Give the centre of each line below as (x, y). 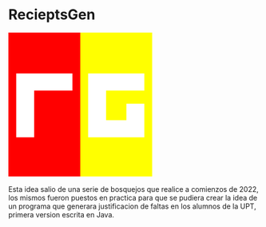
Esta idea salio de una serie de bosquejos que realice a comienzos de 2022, (134, 189)
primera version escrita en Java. (61, 214)
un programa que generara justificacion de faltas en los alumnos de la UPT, (133, 206)
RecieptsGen (52, 15)
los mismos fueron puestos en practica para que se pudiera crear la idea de (133, 197)
